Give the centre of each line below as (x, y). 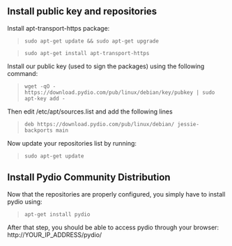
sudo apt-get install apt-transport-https (87, 53)
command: (23, 73)
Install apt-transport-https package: (59, 28)
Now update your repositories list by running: (72, 143)
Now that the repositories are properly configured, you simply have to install (116, 194)
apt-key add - (45, 98)
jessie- (188, 124)
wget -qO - (40, 86)
